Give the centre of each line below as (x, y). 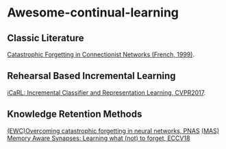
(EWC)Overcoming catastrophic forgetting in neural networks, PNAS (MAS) (113, 130)
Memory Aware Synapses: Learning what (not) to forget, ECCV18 (99, 138)
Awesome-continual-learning (93, 13)
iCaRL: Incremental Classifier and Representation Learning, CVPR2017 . (106, 92)
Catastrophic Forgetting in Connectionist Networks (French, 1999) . (101, 54)
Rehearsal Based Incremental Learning (91, 76)
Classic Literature (46, 38)
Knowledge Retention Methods (75, 114)
